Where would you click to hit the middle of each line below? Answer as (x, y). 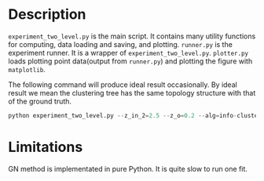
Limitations (46, 147)
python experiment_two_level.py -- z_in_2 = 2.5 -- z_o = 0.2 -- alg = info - (123, 115)
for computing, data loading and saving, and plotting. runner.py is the (121, 44)
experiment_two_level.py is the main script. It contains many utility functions (132, 36)
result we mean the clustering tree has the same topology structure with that (132, 92)
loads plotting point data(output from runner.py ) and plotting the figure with (130, 61)
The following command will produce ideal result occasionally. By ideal (123, 85)
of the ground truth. (40, 101)
